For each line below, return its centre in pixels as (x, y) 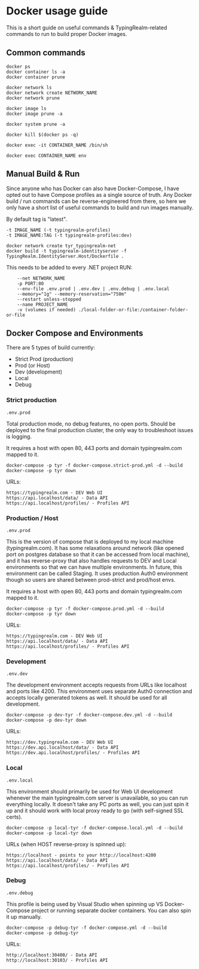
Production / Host (32, 518)
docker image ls (26, 108)
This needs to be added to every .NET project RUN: (69, 267)
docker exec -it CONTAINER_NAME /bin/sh (57, 145)
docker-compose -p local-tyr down (49, 833)
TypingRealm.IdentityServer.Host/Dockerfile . (65, 256)
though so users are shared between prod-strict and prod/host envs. (91, 579)
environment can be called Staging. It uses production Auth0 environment (97, 573)
